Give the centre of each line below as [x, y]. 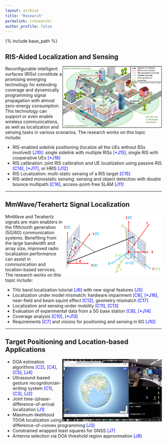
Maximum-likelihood [33, 415]
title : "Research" [24, 16]
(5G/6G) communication [30, 232]
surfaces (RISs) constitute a [34, 74]
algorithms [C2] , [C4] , [35, 367]
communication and [26, 264]
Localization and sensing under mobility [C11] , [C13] [65, 305]
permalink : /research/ [29, 21]
